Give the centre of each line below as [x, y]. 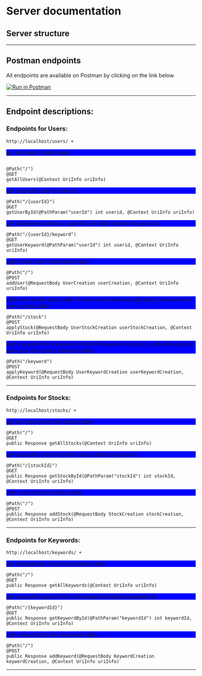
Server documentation [64, 11]
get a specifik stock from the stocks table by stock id [72, 454]
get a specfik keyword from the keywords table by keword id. [82, 597]
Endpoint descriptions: [50, 112]
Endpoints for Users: [37, 129]
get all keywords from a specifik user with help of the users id [83, 223]
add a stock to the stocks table [44, 492]
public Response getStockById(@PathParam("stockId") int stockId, [91, 476]
